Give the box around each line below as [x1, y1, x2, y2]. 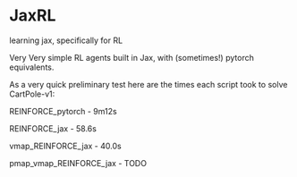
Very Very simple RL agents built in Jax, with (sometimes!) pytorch [9, 52, 255, 63]
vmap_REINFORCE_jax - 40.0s [9, 140, 123, 151]
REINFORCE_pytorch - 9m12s [9, 105, 118, 116]
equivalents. [9, 62, 55, 72]
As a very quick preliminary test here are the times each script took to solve [9, 79, 288, 89]
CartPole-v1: [9, 88, 55, 99]
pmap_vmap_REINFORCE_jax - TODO [9, 157, 148, 168]
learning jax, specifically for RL [9, 35, 123, 46]
